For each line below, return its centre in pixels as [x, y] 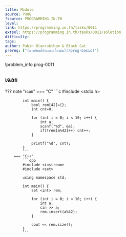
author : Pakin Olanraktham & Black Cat [46, 46]
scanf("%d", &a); [58, 127]
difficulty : [17, 37]
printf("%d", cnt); [51, 144]
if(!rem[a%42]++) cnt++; [65, 131]
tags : [10, 42]
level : [12, 23]
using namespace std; [45, 178]
